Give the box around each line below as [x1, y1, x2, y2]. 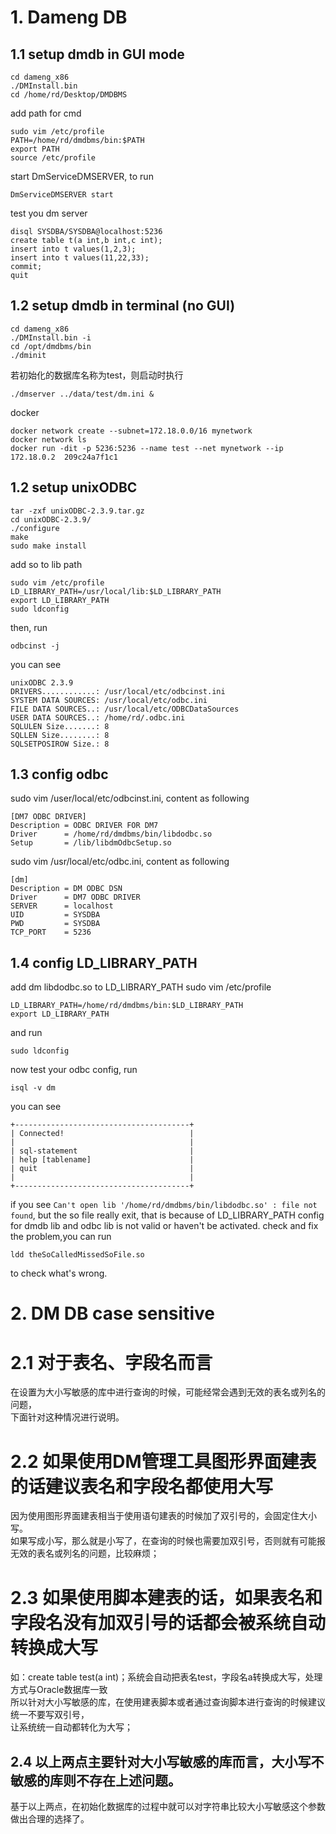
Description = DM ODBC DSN [10, 884, 123, 894]
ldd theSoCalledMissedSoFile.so [10, 1250, 145, 1260]
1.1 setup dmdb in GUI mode [10, 46, 185, 63]
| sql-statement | [10, 1146, 195, 1156]
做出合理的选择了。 [10, 1813, 90, 1825]
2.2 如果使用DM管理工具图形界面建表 [10, 1450, 317, 1473]
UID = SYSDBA [10, 910, 101, 920]
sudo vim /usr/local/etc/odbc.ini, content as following [10, 856, 230, 868]
